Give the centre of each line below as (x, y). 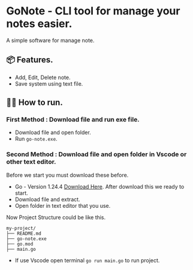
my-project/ (21, 228)
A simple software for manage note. (50, 40)
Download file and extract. (47, 199)
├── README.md (24, 233)
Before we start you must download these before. (67, 175)
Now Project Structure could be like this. (56, 217)
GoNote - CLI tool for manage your (93, 11)
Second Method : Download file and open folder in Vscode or (96, 154)
